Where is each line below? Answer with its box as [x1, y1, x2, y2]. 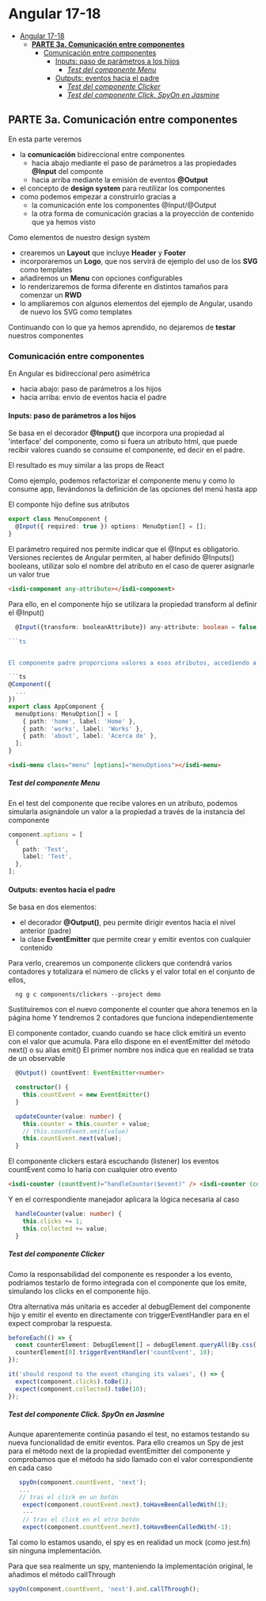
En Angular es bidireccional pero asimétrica [8, 368, 150, 378]
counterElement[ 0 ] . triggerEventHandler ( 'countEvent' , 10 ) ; [15, 1348, 215, 1356]
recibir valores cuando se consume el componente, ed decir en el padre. [8, 446, 245, 455]
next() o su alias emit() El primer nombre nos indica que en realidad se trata [8, 1045, 254, 1055]
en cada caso [8, 1463, 53, 1473]
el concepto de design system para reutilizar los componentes [19, 183, 226, 193]
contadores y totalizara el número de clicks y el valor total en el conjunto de [8, 966, 256, 977]
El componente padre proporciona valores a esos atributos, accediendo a [8, 658, 257, 667]
